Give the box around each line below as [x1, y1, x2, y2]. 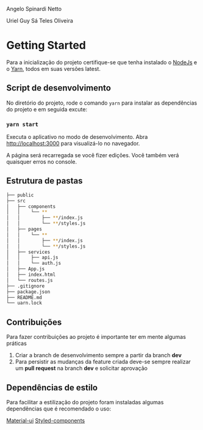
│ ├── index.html [6, 272, 56, 278]
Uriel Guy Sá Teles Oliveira [6, 17, 73, 24]
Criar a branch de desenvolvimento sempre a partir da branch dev [15, 352, 182, 359]
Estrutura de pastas [6, 176, 83, 186]
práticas [6, 339, 27, 347]
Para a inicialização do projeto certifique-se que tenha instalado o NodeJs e [6, 58, 198, 66]
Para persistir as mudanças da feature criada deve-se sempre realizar [15, 358, 191, 366]
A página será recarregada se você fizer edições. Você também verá [6, 152, 179, 159]
